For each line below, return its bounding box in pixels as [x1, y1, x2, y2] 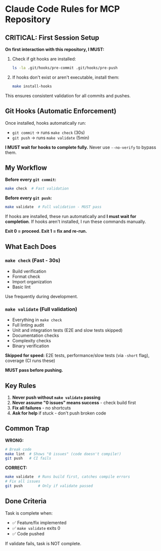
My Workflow [5, 164, 47, 172]
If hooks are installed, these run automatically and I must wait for [5, 214, 137, 220]
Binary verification [12, 343, 49, 349]
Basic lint [12, 284, 31, 290]
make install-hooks [12, 83, 52, 89]
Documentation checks [12, 332, 59, 338]
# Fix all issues [5, 479, 41, 484]
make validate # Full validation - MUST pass [5, 205, 102, 210]
